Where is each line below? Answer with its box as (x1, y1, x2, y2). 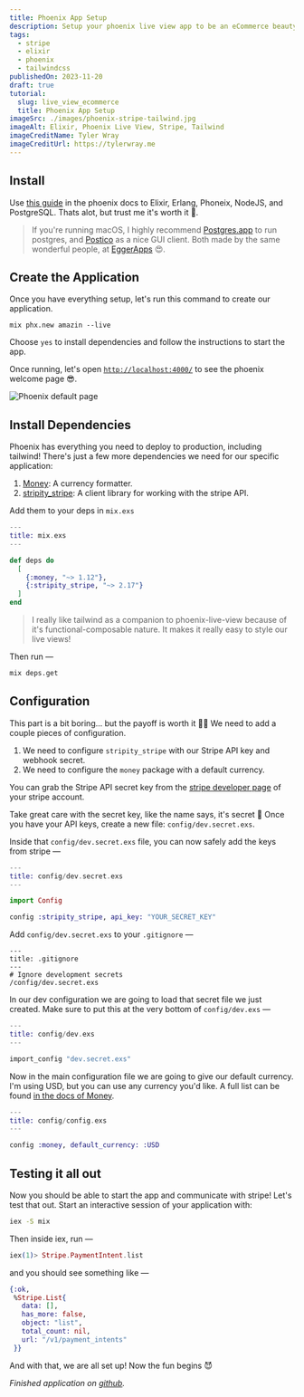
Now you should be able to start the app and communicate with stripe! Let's (9, 1190, 292, 1201)
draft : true (9, 81, 54, 90)
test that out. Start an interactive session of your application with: (9, 1199, 253, 1210)
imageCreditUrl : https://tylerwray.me (9, 139, 156, 148)
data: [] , (21, 1301, 59, 1311)
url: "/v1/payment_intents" (21, 1335, 128, 1344)
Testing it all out (9, 1165, 101, 1182)
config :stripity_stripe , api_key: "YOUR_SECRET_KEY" (9, 913, 217, 922)
